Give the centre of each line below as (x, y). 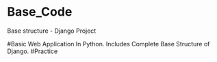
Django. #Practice (33, 51)
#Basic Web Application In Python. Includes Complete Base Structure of (108, 44)
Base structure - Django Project (52, 31)
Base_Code (40, 12)
